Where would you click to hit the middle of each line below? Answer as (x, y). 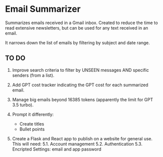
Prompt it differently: (33, 114)
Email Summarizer (43, 9)
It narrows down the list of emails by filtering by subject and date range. (78, 42)
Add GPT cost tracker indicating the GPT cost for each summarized (80, 85)
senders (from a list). (33, 75)
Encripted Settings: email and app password (57, 149)
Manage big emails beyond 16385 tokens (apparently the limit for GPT (82, 99)
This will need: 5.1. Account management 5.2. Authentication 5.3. (77, 144)
